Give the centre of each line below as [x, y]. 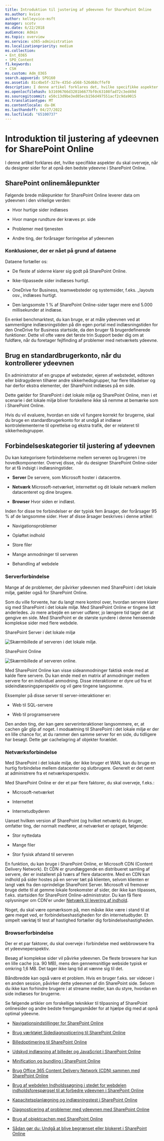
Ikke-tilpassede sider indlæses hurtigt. [51, 280]
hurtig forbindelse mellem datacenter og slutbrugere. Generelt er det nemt [80, 768]
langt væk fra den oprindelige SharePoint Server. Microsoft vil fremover [77, 885]
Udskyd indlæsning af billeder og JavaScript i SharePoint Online [76, 1052]
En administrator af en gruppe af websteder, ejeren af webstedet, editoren [80, 375]
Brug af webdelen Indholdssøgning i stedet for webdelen [69, 1085]
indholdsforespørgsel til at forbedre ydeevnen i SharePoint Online [78, 1091]
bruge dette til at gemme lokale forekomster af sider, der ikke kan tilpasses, [81, 890]
